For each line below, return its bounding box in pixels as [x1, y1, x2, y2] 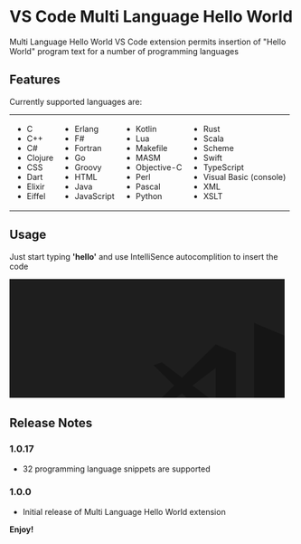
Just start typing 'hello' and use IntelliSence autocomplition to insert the [9, 251, 278, 262]
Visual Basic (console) [202, 171, 287, 182]
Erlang [74, 123, 99, 134]
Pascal [135, 181, 161, 192]
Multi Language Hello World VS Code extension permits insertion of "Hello [9, 36, 287, 47]
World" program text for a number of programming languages [9, 45, 240, 56]
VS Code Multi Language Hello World [9, 6, 294, 27]
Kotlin [135, 123, 157, 134]
